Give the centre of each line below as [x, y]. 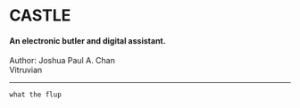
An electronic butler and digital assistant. [88, 40]
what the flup [36, 95]
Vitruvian [26, 70]
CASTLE [40, 16]
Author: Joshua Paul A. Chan [62, 61]
